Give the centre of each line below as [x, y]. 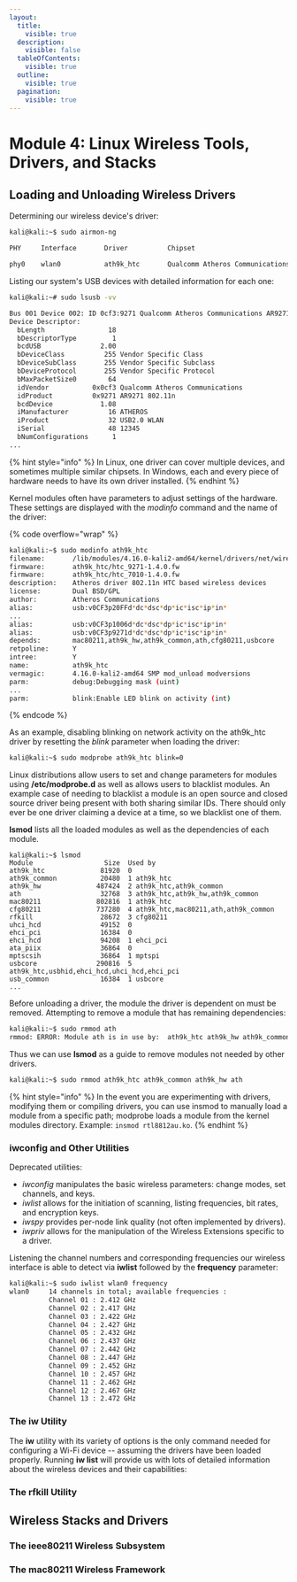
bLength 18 [67, 330]
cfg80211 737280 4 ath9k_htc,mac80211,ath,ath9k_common [142, 910]
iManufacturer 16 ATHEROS [83, 413]
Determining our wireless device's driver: [84, 216]
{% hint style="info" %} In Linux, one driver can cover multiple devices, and [147, 462]
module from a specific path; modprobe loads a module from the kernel [139, 1115]
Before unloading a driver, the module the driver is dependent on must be [143, 1003]
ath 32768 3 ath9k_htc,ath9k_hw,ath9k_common [134, 894]
